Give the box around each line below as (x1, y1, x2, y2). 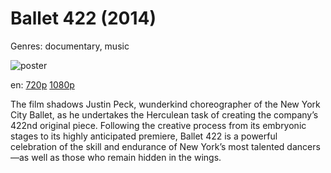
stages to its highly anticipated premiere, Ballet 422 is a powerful (10, 130, 278, 142)
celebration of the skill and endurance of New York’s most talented (10, 140, 285, 152)
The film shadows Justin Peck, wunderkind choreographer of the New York (10, 98, 321, 110)
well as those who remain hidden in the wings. (31, 151, 222, 163)
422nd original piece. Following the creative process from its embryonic (10, 119, 307, 131)
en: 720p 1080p (10, 78, 75, 91)
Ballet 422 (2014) (10, 7, 157, 30)
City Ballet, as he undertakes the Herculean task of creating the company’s (10, 108, 319, 121)
